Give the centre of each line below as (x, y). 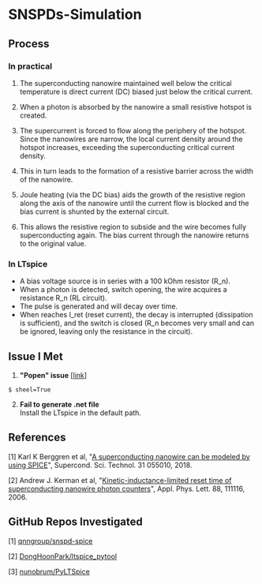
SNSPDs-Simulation (75, 15)
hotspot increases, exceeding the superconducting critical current (127, 147)
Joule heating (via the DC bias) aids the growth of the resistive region (133, 194)
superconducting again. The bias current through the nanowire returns (134, 235)
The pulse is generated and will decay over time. (99, 306)
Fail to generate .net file (60, 404)
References (37, 438)
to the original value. (53, 243)
